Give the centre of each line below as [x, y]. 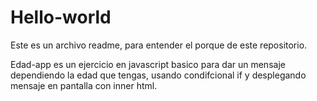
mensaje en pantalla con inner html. [84, 85]
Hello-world [61, 17]
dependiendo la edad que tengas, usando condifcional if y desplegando [158, 75]
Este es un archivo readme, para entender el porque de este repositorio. [159, 45]
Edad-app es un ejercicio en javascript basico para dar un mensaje [148, 64]
